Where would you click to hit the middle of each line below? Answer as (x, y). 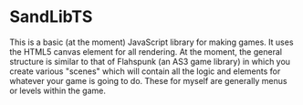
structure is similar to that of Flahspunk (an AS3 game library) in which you (150, 61)
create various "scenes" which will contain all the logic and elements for (145, 71)
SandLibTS (51, 17)
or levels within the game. (58, 90)
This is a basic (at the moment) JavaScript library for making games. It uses (151, 42)
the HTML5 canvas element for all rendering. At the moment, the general (146, 51)
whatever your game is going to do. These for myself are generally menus (148, 80)
